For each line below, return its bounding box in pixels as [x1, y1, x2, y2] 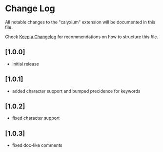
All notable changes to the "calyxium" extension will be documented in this [5, 19, 156, 25]
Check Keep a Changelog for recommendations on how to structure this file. [5, 34, 159, 40]
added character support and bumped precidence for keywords [12, 88, 141, 94]
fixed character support [12, 115, 60, 121]
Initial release [12, 61, 39, 66]
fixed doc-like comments [12, 142, 62, 148]
